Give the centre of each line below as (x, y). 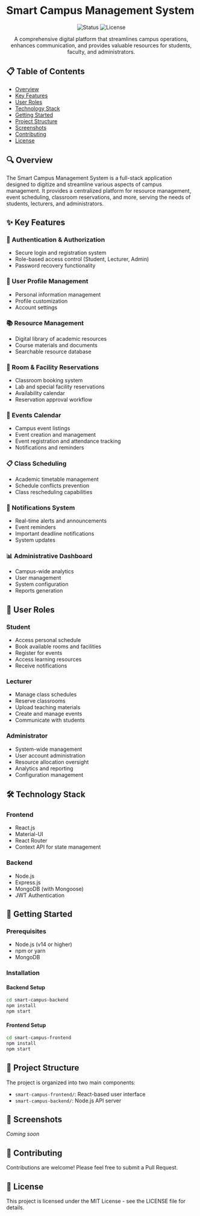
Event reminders (35, 527)
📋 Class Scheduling (36, 464)
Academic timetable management (57, 479)
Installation (23, 973)
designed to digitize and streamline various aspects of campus (84, 184)
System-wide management (48, 749)
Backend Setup (26, 987)
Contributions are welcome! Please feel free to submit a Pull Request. (92, 1168)
